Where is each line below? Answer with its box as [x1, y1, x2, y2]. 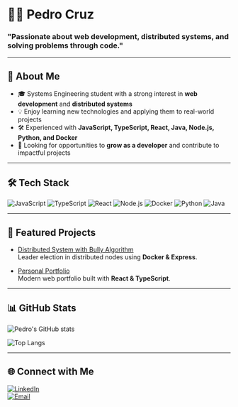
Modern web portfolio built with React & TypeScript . [17, 273, 171, 283]
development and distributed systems [17, 99, 133, 109]
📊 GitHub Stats [7, 302, 76, 315]
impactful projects [17, 148, 71, 157]
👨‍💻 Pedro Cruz [7, 6, 94, 23]
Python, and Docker [17, 134, 78, 142]
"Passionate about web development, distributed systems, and [7, 32, 229, 42]
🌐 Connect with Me [7, 366, 94, 378]
